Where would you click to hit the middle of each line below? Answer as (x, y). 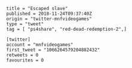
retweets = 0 (22, 55)
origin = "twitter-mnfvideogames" (49, 19)
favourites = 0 (25, 60)
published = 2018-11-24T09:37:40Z (49, 14)
